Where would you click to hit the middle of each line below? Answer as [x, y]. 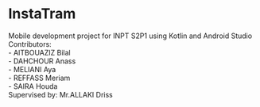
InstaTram [42, 14]
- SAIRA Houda [33, 86]
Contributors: [30, 44]
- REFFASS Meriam [39, 78]
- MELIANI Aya [32, 69]
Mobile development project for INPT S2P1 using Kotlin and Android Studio [130, 36]
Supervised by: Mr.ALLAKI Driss [60, 94]
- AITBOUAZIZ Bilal [40, 52]
